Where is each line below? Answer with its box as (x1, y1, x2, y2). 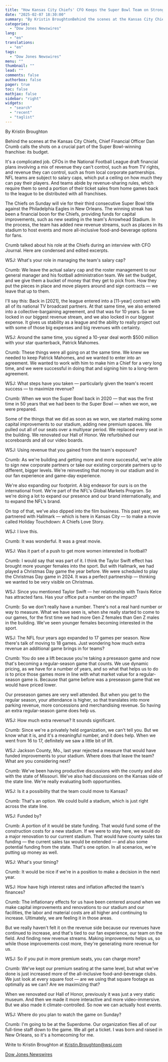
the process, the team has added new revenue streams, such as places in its (5, 221, 163, 227)
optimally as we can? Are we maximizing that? (5, 981, 100, 987)
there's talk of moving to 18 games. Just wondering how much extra (5, 640, 145, 646)
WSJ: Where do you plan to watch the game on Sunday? (5, 1011, 121, 1017)
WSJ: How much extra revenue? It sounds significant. (5, 717, 116, 723)
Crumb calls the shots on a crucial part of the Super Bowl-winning (5, 144, 141, 150)
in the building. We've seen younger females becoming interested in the (5, 619, 153, 625)
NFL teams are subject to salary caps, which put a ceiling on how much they (5, 174, 162, 181)
